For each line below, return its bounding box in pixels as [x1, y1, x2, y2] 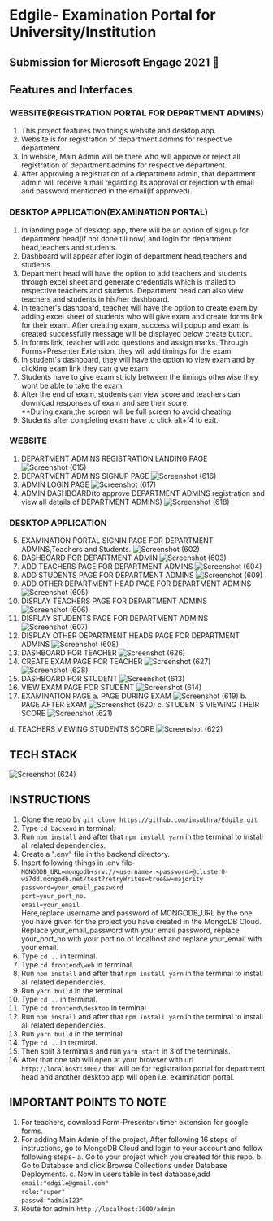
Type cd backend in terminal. [20, 823, 116, 832]
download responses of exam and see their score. [20, 398, 189, 407]
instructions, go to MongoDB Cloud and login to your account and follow [20, 1143, 263, 1153]
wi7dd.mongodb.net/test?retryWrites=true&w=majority [20, 875, 204, 883]
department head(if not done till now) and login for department [20, 233, 232, 243]
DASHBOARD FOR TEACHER [20, 648, 117, 658]
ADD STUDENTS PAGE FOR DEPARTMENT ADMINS [20, 571, 194, 580]
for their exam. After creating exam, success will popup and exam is [20, 319, 249, 330]
